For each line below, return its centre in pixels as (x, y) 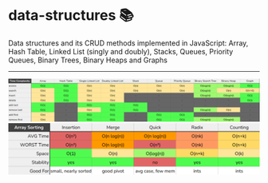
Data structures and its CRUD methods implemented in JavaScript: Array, (128, 43)
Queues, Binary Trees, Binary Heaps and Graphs (88, 60)
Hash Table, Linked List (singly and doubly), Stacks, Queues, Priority (121, 51)
